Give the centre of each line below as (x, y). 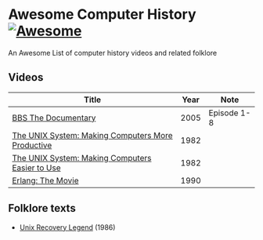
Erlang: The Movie (45, 180)
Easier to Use (36, 168)
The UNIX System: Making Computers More (93, 135)
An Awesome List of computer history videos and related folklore (113, 53)
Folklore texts (42, 208)
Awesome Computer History (103, 15)
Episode (223, 113)
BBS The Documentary (54, 118)
